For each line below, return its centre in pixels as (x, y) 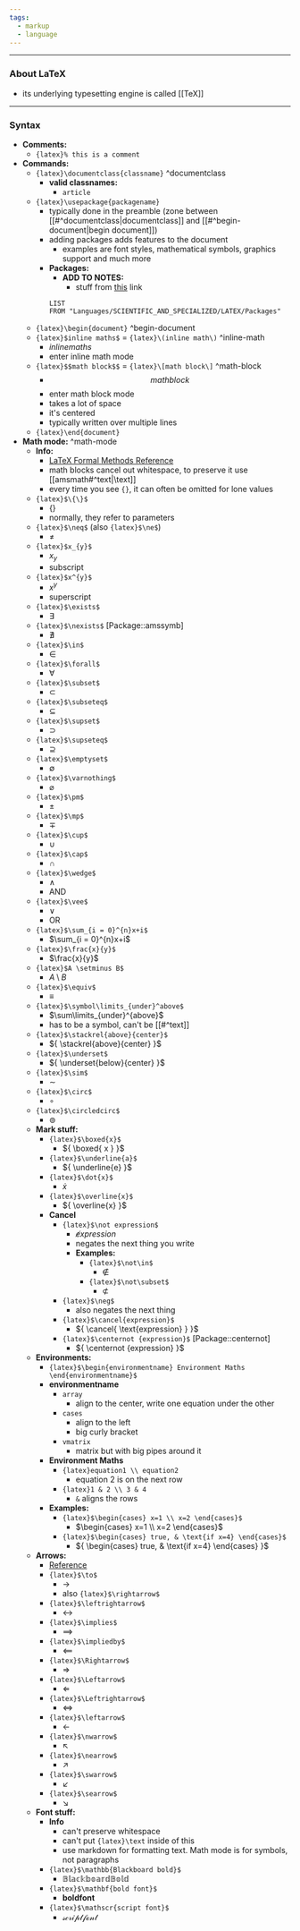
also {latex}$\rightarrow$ (111, 1594)
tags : (19, 17)
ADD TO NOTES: (93, 277)
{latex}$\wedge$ (66, 873)
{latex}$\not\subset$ (129, 1282)
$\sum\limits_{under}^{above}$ (106, 1016)
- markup (33, 26)
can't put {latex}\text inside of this (128, 1841)
